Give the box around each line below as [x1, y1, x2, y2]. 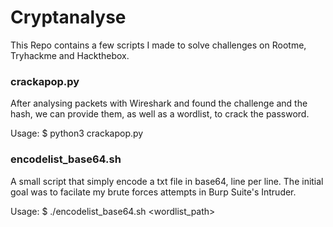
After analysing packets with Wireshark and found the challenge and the [10, 97, 308, 110]
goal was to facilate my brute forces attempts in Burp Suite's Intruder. [10, 186, 297, 198]
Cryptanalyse [10, 6, 127, 29]
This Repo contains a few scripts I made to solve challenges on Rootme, [10, 39, 307, 51]
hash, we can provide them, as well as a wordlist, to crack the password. [10, 108, 310, 120]
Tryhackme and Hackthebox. [10, 49, 130, 61]
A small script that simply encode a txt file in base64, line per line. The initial [10, 175, 324, 187]
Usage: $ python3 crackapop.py [10, 127, 144, 140]
